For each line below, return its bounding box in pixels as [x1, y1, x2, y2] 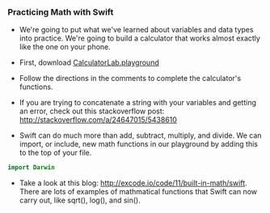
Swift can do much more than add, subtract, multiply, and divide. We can [19, 130, 262, 140]
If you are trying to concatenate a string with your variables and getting [19, 98, 256, 108]
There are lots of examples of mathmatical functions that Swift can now [19, 187, 258, 197]
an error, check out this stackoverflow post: [19, 106, 165, 116]
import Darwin [7, 164, 56, 172]
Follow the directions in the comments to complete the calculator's [19, 74, 242, 83]
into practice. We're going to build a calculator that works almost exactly [19, 33, 260, 43]
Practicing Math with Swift [7, 6, 114, 18]
